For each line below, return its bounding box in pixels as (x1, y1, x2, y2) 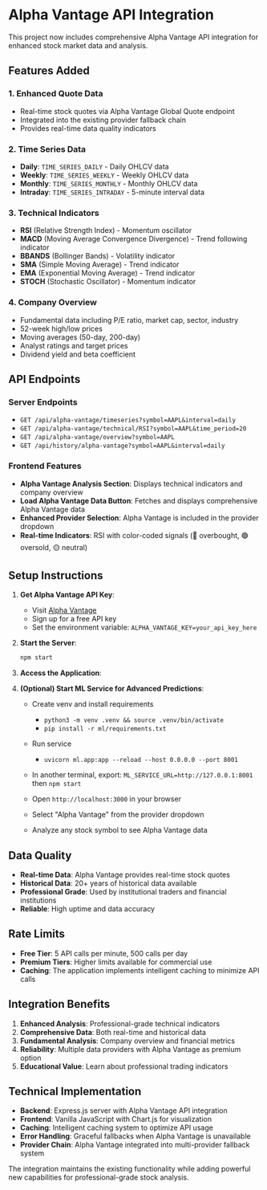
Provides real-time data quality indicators (19, 123, 156, 133)
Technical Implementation (8, 1085, 142, 1098)
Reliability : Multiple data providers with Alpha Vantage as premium (19, 1044, 241, 1053)
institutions (19, 895, 57, 905)
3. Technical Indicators (8, 207, 99, 218)
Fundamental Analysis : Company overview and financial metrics (19, 1036, 235, 1045)
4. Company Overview (8, 297, 98, 308)
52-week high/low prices (19, 324, 103, 333)
